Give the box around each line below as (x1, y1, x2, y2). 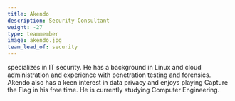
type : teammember (7, 30, 59, 38)
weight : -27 (7, 23, 43, 31)
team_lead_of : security (7, 43, 78, 51)
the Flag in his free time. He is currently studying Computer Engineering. (7, 86, 220, 94)
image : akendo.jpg (7, 37, 62, 44)
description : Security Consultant (7, 17, 110, 24)
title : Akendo (7, 10, 50, 18)
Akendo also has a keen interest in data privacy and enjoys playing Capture (7, 78, 229, 86)
